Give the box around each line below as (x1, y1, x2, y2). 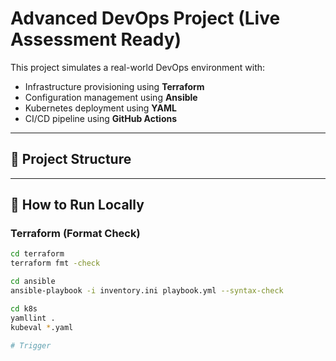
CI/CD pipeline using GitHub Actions (24, 112, 178, 124)
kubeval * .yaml (10, 322, 74, 332)
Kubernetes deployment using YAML (24, 102, 177, 114)
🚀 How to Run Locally (10, 197, 145, 214)
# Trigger (10, 340, 52, 351)
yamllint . (10, 313, 56, 323)
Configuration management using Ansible (24, 91, 198, 103)
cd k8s (10, 303, 38, 314)
